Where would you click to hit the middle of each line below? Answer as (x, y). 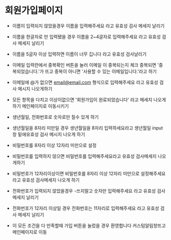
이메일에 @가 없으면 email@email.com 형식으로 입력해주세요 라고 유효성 (85, 82)
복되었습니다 (25, 71)
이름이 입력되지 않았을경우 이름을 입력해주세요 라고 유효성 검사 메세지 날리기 (88, 26)
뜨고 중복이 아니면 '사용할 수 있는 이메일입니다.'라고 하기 (101, 71)
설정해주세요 (153, 173)
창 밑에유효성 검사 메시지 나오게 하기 (49, 134)
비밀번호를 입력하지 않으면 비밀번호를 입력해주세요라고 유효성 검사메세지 (84, 156)
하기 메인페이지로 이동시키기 (41, 106)
